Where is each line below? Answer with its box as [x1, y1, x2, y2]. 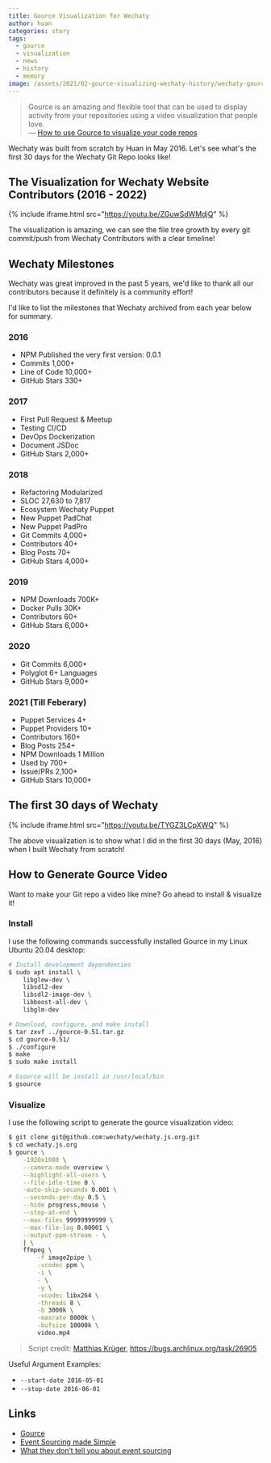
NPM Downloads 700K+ [19, 595, 100, 604]
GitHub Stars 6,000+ [19, 621, 90, 630]
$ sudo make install [8, 1058, 78, 1067]
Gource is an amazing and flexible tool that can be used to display [27, 102, 248, 112]
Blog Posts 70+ [19, 548, 71, 558]
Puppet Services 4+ [19, 715, 87, 724]
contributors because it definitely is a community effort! [8, 287, 194, 297]
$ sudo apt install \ [8, 968, 81, 976]
